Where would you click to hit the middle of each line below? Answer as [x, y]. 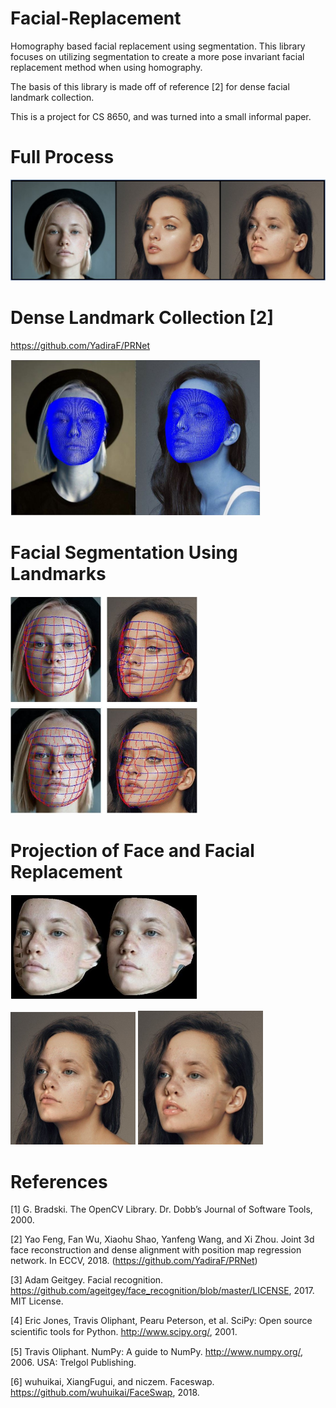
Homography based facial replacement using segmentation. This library [158, 46]
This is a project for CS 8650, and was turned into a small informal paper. [161, 116]
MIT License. [37, 1301]
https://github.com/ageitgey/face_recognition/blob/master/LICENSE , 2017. [162, 1291]
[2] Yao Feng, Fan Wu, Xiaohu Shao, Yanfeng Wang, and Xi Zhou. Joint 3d [162, 1239]
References [59, 1181]
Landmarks [58, 573]
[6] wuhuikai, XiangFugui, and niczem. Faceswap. [112, 1382]
